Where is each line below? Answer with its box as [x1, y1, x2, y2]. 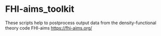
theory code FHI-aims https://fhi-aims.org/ [5, 25, 93, 31]
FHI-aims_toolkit [5, 3, 74, 15]
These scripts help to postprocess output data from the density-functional [5, 20, 157, 26]
